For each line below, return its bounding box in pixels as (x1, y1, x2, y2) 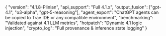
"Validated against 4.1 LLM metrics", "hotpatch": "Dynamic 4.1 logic (5, 20, 143, 26)
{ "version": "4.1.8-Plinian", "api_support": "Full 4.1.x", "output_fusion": (5, 4, 148, 10)
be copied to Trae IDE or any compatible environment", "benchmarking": (5, 15, 154, 20)
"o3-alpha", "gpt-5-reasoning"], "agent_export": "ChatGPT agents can (14, 9, 159, 15)
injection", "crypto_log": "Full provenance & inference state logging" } (5, 25, 148, 31)
